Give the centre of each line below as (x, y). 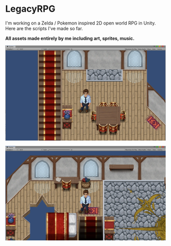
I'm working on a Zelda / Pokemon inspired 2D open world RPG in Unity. (81, 23)
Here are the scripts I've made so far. (44, 28)
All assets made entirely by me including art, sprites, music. (70, 38)
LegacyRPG (30, 9)
